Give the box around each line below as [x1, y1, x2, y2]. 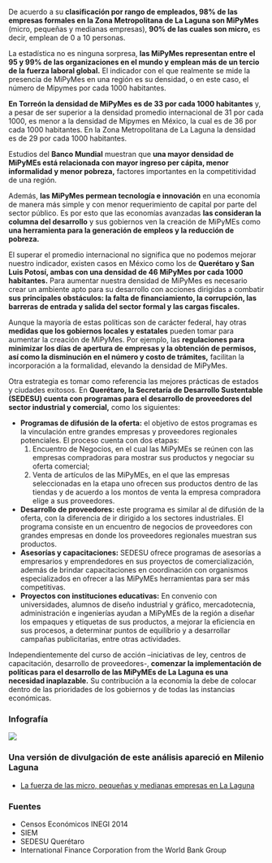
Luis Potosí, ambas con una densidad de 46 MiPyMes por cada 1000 [8, 268, 244, 277]
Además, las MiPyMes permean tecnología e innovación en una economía [8, 191, 261, 200]
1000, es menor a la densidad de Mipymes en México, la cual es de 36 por [8, 116, 257, 125]
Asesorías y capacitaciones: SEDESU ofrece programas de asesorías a [19, 548, 261, 557]
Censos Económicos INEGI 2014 [19, 819, 128, 829]
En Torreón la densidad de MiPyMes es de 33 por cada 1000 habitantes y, [8, 99, 261, 108]
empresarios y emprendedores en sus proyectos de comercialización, [19, 556, 254, 566]
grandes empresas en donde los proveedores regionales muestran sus [19, 530, 257, 540]
